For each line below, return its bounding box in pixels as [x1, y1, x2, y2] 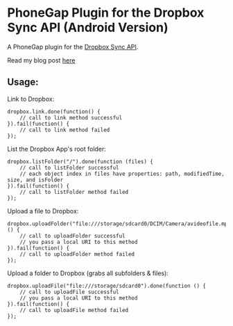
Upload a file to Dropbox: [7, 206, 79, 215]
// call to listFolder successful [19, 164, 119, 171]
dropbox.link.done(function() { [7, 108, 101, 115]
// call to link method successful [19, 114, 123, 121]
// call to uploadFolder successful [19, 232, 126, 239]
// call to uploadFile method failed [19, 307, 129, 313]
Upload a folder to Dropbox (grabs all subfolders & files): [7, 269, 169, 277]
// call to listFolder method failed [19, 188, 129, 195]
